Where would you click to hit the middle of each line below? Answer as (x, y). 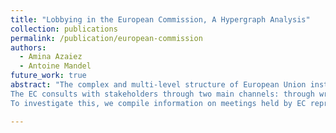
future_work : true (48, 76)
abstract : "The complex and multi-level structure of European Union (158, 85)
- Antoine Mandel (55, 66)
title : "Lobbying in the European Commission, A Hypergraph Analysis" (160, 19)
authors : (28, 47)
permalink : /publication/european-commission (106, 38)
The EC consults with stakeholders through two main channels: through (162, 94)
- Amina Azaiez (51, 57)
